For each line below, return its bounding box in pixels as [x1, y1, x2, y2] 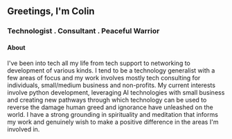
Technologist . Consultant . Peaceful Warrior [7, 26, 160, 36]
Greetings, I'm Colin [7, 6, 95, 17]
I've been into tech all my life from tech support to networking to [7, 59, 190, 67]
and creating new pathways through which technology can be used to [7, 95, 207, 104]
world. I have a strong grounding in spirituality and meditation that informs [7, 110, 218, 118]
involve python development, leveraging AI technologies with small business [7, 88, 225, 96]
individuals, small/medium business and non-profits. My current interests [7, 81, 216, 89]
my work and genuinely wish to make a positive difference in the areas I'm [7, 118, 219, 126]
